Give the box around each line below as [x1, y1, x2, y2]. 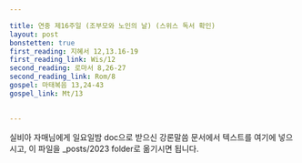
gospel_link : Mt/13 [9, 88, 84, 98]
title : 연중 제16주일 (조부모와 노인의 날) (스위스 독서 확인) [9, 21, 216, 30]
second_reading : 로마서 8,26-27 [9, 64, 126, 73]
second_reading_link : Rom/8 [9, 72, 116, 82]
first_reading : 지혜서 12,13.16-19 [9, 46, 139, 56]
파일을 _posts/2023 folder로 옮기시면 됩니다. [37, 143, 199, 154]
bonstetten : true [9, 38, 75, 47]
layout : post [9, 29, 59, 39]
